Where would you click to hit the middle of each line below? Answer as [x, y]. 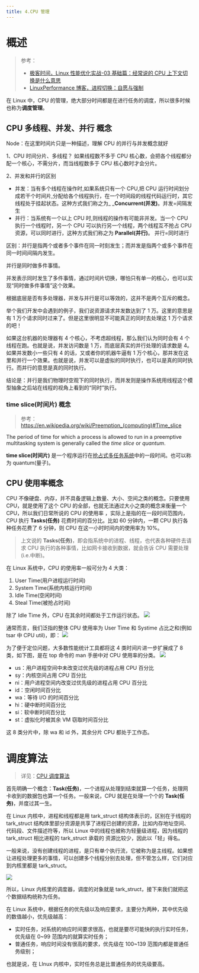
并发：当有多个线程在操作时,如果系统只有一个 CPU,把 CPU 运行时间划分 [102, 189]
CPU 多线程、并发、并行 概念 [59, 128]
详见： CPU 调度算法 [45, 776]
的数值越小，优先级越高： [37, 917]
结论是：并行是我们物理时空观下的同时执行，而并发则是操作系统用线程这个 [97, 380]
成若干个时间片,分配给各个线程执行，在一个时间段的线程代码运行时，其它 [104, 196]
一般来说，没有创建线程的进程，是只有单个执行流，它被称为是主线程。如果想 [99, 851]
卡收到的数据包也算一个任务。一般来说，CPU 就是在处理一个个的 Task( [93, 796]
